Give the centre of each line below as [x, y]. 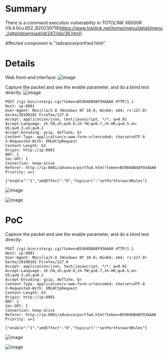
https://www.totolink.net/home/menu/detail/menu [111, 28]
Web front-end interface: [31, 77]
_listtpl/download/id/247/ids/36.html [43, 33]
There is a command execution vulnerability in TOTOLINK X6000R [74, 23]
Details [20, 64]
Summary [26, 9]
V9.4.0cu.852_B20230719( [33, 28]
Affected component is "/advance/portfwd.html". [56, 43]
